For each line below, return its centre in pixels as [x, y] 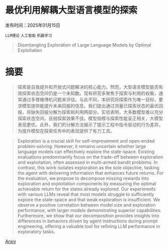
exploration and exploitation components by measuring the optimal [87, 183]
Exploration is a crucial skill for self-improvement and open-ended [86, 141]
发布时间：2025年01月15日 [33, 25]
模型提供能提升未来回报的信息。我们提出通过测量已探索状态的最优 [90, 105]
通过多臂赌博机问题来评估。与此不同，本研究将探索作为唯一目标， [90, 99]
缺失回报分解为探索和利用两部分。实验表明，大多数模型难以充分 [97, 112]
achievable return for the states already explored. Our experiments [87, 189]
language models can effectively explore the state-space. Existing [86, 152]
